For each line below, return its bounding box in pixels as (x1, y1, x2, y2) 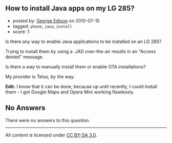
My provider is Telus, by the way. (5, 74, 75, 80)
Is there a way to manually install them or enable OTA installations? (5, 63, 146, 69)
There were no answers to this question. (5, 117, 91, 123)
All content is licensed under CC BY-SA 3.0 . (5, 132, 97, 138)
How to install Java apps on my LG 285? (5, 4, 135, 13)
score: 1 (12, 28, 30, 35)
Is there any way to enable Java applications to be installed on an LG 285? (5, 38, 162, 44)
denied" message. (5, 54, 44, 60)
